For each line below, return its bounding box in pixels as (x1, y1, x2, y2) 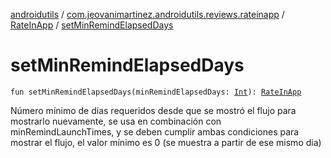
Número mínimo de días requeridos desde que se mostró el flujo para (10, 104, 297, 116)
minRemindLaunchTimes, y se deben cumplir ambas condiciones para (10, 125, 300, 138)
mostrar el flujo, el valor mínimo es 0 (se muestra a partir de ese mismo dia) (10, 136, 322, 148)
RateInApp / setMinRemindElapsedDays (10, 19, 174, 31)
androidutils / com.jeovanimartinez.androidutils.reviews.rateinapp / (10, 9, 285, 20)
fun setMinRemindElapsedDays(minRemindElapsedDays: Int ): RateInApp (10, 87, 302, 97)
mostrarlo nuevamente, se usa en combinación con (10, 115, 222, 127)
